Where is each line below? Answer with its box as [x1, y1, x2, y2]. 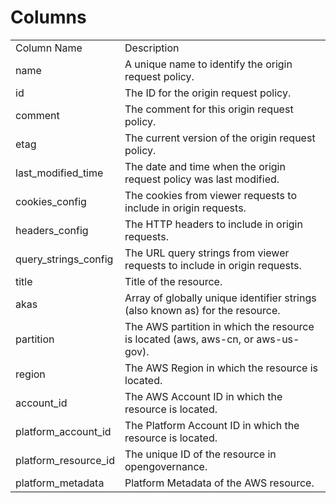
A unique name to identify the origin [124, 57, 293, 71]
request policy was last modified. [124, 172, 280, 186]
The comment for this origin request [124, 102, 294, 116]
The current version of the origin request [124, 131, 316, 145]
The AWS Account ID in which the [124, 389, 283, 403]
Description [124, 41, 180, 55]
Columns [10, 6, 87, 29]
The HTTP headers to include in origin [124, 217, 303, 231]
